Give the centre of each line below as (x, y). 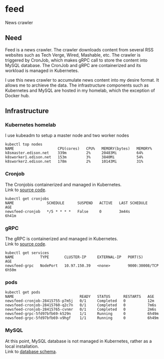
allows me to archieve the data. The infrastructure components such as (77, 85)
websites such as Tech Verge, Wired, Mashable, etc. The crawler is (73, 55)
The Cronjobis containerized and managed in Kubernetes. (63, 184)
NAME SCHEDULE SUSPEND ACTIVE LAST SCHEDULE (76, 203)
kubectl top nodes (24, 145)
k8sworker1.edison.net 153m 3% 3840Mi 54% (74, 157)
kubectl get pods (23, 292)
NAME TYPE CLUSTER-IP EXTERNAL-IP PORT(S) (74, 257)
